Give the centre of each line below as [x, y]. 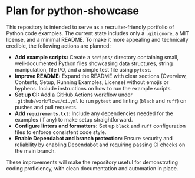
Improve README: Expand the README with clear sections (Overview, [101, 76]
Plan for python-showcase [73, 11]
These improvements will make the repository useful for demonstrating [92, 162]
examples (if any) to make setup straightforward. [74, 119]
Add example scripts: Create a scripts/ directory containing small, [96, 57]
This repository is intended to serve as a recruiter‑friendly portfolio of [90, 27]
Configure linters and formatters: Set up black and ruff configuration [100, 126]
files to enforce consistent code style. [60, 132]
